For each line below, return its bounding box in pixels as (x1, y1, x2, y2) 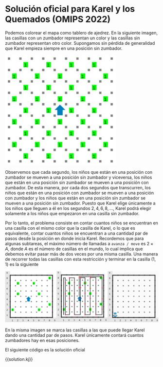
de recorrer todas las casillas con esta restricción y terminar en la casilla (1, (5, 256, 156, 262)
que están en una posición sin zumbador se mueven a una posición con (5, 179, 149, 185)
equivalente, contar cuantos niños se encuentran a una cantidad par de (5, 230, 148, 236)
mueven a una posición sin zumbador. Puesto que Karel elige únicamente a (5, 200, 156, 206)
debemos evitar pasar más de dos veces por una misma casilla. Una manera (5, 251, 158, 257)
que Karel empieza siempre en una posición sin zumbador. (5, 45, 123, 51)
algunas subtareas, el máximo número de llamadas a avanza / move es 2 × (5, 240, 154, 246)
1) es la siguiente (5, 261, 39, 267)
